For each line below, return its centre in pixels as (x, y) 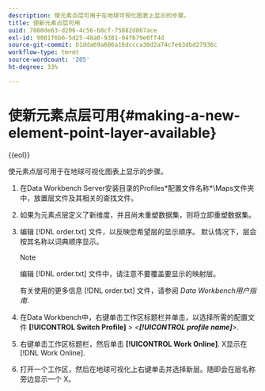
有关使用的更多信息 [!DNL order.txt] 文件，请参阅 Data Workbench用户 (134, 290)
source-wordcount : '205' (49, 60)
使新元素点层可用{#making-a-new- (125, 115)
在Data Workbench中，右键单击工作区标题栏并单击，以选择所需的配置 (134, 317)
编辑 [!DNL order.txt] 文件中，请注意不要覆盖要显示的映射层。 (120, 273)
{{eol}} (19, 154)
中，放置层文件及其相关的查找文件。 (79, 198)
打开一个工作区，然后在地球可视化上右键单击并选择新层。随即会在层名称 (137, 369)
